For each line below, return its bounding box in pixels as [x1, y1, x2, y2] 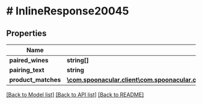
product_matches [9, 76, 61, 84]
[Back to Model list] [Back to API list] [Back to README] [6, 91, 144, 98]
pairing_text [9, 66, 44, 74]
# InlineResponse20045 [6, 4, 129, 18]
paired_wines [9, 56, 49, 64]
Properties [6, 28, 47, 38]
